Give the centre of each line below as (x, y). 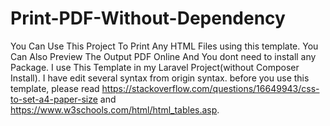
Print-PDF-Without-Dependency (148, 18)
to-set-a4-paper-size (54, 99)
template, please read (55, 88)
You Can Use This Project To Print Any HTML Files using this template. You (164, 46)
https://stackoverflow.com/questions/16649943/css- (210, 88)
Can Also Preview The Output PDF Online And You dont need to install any (163, 56)
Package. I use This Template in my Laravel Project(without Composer (155, 67)
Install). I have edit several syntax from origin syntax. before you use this (160, 78)
